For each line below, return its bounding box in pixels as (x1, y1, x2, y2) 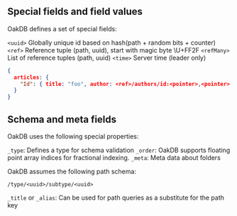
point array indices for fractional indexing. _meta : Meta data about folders (7, 153, 221, 162)
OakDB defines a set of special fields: (7, 24, 117, 33)
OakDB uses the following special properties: (7, 132, 139, 141)
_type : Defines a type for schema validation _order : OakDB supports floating (7, 146, 231, 154)
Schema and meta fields (7, 113, 117, 125)
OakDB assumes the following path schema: (7, 167, 137, 175)
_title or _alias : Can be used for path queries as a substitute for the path (7, 193, 225, 202)
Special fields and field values (7, 6, 143, 18)
